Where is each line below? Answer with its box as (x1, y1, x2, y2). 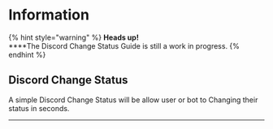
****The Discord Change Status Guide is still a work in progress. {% (8, 41, 240, 50)
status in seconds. (8, 103, 70, 113)
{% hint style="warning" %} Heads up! (8, 32, 140, 42)
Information (8, 6, 89, 24)
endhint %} (8, 49, 46, 59)
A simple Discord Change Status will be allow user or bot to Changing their (8, 95, 258, 105)
